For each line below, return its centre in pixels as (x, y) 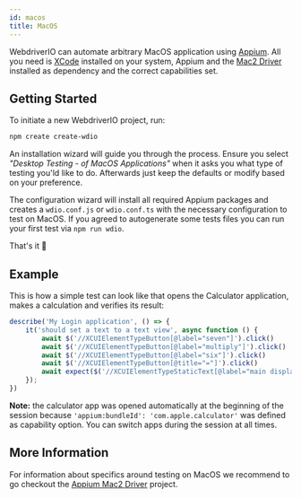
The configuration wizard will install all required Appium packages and (139, 200)
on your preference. (46, 183)
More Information (59, 453)
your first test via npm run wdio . (67, 229)
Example (34, 274)
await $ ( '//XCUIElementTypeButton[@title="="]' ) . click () (150, 363)
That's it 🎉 (28, 246)
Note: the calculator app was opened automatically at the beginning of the (146, 406)
